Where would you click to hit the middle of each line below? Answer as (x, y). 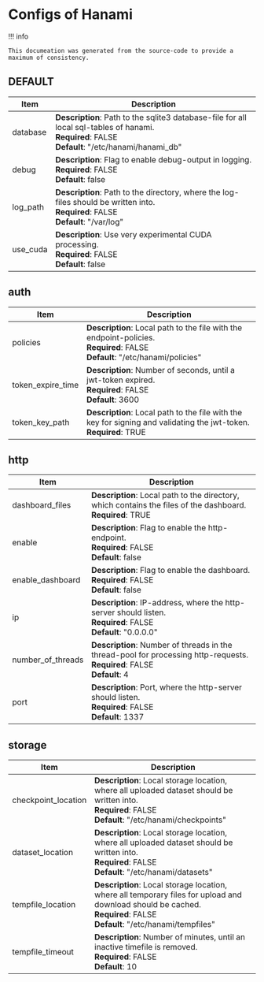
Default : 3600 (113, 400)
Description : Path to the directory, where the (138, 192)
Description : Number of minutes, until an (170, 937)
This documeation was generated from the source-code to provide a (121, 50)
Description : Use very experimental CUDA (133, 234)
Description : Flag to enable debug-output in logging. (153, 159)
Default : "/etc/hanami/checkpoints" (160, 820)
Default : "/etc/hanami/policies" (144, 357)
